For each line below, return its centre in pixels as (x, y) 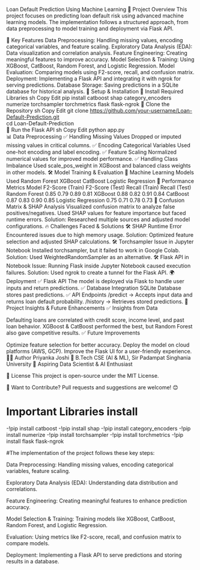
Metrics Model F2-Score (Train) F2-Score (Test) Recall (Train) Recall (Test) (99, 187)
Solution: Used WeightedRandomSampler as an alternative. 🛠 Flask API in (98, 257)
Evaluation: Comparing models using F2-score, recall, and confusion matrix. (100, 72)
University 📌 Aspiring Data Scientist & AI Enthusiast (70, 364)
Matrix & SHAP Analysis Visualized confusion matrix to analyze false (91, 207)
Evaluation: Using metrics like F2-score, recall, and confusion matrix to (94, 537)
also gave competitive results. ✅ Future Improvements (73, 333)
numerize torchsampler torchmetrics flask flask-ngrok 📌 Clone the (88, 104)
